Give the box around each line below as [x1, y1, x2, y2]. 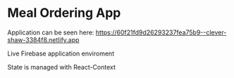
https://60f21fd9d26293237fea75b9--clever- [95, 28, 227, 37]
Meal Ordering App [7, 5, 121, 21]
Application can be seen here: [7, 28, 94, 37]
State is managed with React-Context [7, 63, 116, 71]
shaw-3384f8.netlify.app [7, 35, 80, 44]
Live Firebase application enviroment [7, 49, 115, 58]
